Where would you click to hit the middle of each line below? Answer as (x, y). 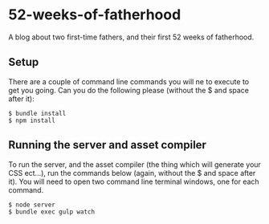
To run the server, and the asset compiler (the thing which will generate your (134, 164)
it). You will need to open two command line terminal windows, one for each (134, 181)
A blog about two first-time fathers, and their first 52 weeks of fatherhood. (131, 37)
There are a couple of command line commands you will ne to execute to (129, 81)
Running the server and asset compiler (108, 145)
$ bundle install (37, 113)
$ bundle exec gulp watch (51, 212)
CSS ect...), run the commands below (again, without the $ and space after (132, 173)
